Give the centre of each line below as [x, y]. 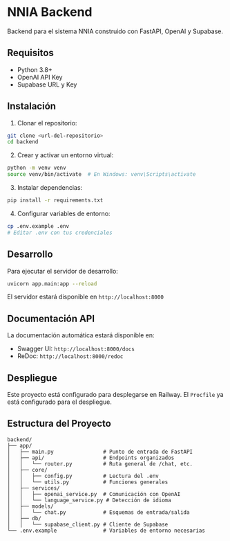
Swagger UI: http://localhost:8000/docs [76, 349]
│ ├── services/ [33, 488]
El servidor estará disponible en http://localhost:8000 [86, 297]
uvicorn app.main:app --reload [52, 284]
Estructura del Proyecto [59, 424]
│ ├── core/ [28, 470]
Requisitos [30, 53]
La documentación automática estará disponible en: [81, 335]
